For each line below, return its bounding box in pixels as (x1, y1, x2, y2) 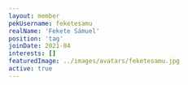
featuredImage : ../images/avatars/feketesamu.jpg (8, 57, 181, 66)
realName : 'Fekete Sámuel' (8, 27, 100, 35)
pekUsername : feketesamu (8, 19, 93, 28)
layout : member (8, 11, 60, 20)
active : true (8, 65, 53, 73)
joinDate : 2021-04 (8, 42, 71, 50)
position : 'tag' (8, 34, 63, 43)
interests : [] (8, 49, 57, 57)
